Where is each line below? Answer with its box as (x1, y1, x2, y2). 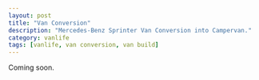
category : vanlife (8, 33, 70, 42)
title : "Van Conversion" (8, 19, 91, 27)
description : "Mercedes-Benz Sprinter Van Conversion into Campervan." (8, 26, 252, 34)
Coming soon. (8, 63, 54, 72)
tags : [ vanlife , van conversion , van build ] (8, 41, 159, 49)
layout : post (8, 11, 52, 20)
